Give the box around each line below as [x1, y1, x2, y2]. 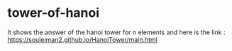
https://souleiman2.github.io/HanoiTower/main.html [7, 35, 158, 43]
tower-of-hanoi [7, 5, 100, 21]
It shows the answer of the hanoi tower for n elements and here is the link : [7, 28, 226, 36]
